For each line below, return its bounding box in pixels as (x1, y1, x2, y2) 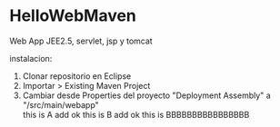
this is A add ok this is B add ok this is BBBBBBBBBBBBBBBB (22, 109, 250, 120)
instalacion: (9, 53, 53, 63)
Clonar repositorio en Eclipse (22, 70, 132, 82)
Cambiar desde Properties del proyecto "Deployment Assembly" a (22, 90, 271, 101)
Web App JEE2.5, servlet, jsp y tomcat (9, 35, 153, 46)
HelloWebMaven (9, 5, 136, 26)
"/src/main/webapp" (22, 99, 100, 110)
